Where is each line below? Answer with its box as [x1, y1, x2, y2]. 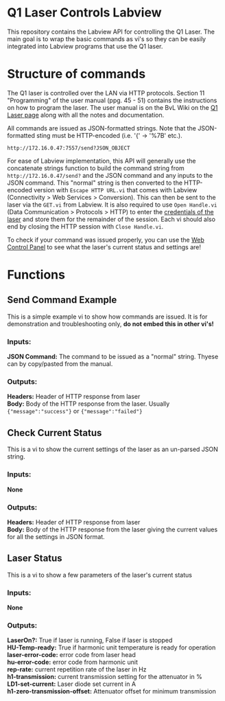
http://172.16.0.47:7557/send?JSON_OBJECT [7, 144, 130, 152]
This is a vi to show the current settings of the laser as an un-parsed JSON [7, 445, 218, 454]
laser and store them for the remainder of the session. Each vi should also [7, 215, 216, 223]
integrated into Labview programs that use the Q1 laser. [7, 42, 163, 50]
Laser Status [7, 553, 63, 564]
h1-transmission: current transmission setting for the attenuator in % [7, 673, 202, 681]
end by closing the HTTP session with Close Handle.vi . [7, 222, 164, 231]
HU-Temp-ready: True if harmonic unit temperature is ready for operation [7, 643, 216, 652]
